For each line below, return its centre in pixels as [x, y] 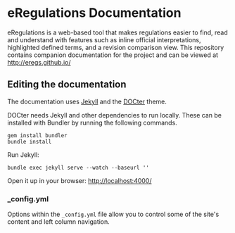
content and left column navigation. [59, 222]
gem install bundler [38, 135]
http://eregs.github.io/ [39, 62]
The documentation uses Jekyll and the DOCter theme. [87, 101]
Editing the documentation [67, 85]
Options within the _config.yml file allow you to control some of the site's [113, 214]
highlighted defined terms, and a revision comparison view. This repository [116, 47]
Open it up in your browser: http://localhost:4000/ [80, 180]
